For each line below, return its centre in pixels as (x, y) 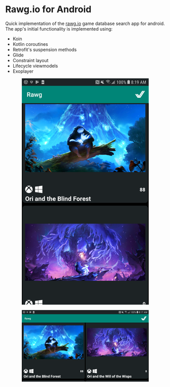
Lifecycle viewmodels (35, 66)
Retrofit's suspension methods (45, 49)
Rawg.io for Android (48, 9)
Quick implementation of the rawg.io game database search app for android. (85, 23)
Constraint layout (30, 60)
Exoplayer (23, 71)
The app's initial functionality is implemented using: (59, 29)
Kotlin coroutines (30, 44)
